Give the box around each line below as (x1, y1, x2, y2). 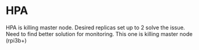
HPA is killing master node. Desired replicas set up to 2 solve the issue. (6, 24, 185, 31)
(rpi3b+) (6, 37, 27, 44)
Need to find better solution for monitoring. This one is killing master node (6, 30, 193, 37)
